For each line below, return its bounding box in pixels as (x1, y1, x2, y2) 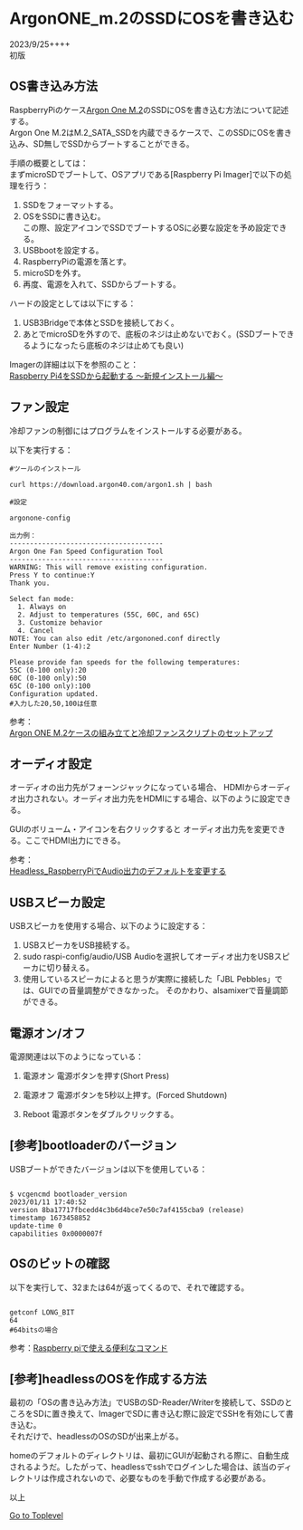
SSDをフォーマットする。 (22, 199, 118, 210)
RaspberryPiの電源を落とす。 (22, 255, 131, 267)
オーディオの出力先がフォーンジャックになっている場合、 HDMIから (9, 782, 260, 793)
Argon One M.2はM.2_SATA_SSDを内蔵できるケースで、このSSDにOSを (9, 127, 277, 138)
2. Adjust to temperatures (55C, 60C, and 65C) (17, 610, 201, 619)
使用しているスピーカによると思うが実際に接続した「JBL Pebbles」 (22, 974, 276, 985)
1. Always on (17, 602, 67, 611)
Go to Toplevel (9, 1510, 63, 1521)
